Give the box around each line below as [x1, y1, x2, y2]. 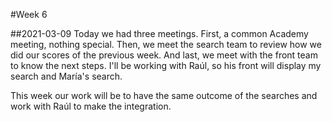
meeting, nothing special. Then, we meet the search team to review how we [10, 39, 322, 50]
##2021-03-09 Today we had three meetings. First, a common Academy [10, 28, 309, 39]
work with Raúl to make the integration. [10, 100, 172, 112]
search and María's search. [10, 70, 123, 82]
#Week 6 [10, 9, 48, 20]
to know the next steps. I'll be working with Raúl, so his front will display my [10, 60, 322, 71]
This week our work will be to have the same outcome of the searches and [10, 90, 318, 101]
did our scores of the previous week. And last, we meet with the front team [10, 49, 318, 61]
